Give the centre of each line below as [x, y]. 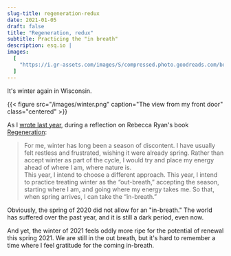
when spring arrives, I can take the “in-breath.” [90, 196]
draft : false [26, 26]
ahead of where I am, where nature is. [78, 167]
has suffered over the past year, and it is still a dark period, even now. [106, 217]
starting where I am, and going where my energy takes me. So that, [119, 189]
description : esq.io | [40, 45]
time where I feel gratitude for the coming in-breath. [81, 245]
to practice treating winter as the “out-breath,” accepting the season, [121, 182]
